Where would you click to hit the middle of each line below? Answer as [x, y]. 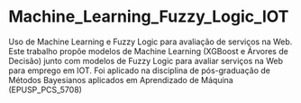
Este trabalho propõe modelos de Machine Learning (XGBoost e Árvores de [149, 51]
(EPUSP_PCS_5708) [46, 89]
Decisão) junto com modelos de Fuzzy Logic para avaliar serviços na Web [146, 61]
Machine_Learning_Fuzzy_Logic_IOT [149, 17]
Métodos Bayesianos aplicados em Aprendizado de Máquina [121, 80]
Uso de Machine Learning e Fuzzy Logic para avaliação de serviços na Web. [150, 42]
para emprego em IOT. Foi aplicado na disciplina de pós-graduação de [140, 70]
